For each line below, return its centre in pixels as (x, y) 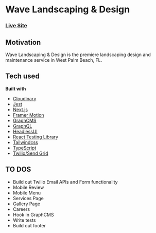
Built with (16, 88)
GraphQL (22, 126)
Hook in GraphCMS (33, 214)
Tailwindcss (25, 142)
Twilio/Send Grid (30, 153)
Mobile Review (28, 187)
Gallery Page (26, 204)
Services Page (28, 198)
